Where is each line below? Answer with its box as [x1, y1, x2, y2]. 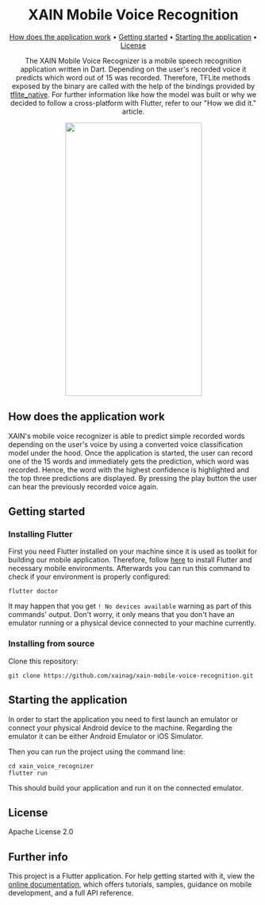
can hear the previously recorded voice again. [8, 482, 159, 491]
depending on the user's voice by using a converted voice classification [8, 439, 244, 449]
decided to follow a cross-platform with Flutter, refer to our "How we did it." [10, 98, 256, 107]
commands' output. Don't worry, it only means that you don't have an [8, 610, 236, 620]
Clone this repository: [8, 656, 79, 666]
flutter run [8, 769, 48, 777]
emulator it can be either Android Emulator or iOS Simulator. [8, 731, 204, 740]
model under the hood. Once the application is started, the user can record [8, 448, 253, 457]
